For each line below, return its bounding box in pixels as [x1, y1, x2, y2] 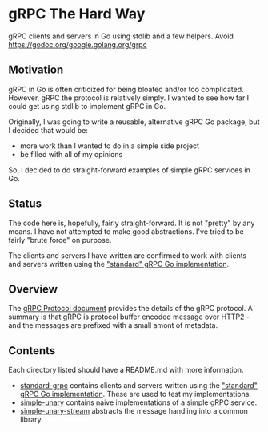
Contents [8, 344, 56, 357]
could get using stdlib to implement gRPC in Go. [8, 101, 166, 111]
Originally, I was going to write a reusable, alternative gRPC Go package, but [8, 117, 260, 127]
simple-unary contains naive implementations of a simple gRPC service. [19, 398, 258, 407]
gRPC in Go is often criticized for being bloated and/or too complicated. [8, 84, 244, 94]
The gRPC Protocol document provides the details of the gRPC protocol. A [8, 304, 254, 313]
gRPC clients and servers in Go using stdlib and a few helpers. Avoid [8, 31, 234, 41]
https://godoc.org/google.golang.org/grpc [8, 39, 147, 49]
